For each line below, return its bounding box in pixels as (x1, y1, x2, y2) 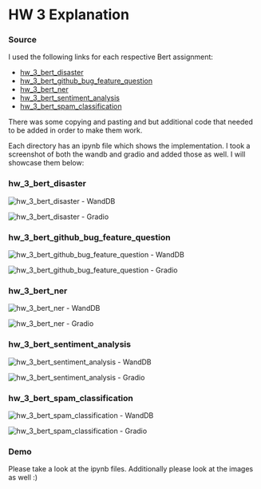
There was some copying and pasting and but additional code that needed (8, 117, 253, 127)
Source (8, 34, 38, 46)
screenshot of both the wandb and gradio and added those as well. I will (8, 149, 246, 159)
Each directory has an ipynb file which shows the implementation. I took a (8, 141, 251, 151)
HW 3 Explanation (8, 6, 130, 24)
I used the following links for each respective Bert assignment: (8, 52, 214, 62)
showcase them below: (8, 158, 85, 168)
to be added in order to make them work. (8, 125, 143, 135)
